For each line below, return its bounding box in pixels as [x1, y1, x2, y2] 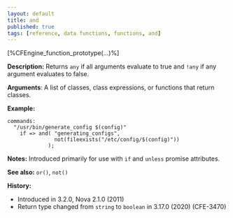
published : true [7, 23, 55, 30]
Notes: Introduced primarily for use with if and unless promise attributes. [7, 154, 220, 163]
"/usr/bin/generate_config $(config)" [13, 124, 127, 131]
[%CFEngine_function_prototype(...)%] [7, 49, 120, 57]
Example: [7, 104, 36, 112]
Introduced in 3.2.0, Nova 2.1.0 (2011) [17, 195, 125, 203]
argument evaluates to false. [7, 70, 90, 78]
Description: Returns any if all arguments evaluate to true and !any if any [7, 62, 217, 71]
